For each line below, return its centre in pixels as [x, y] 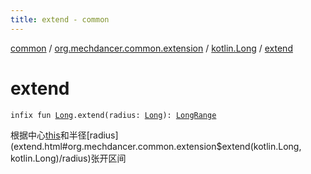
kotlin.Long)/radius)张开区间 [68, 158]
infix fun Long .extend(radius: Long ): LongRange [113, 115]
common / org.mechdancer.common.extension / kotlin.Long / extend [151, 48]
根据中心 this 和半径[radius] [64, 135]
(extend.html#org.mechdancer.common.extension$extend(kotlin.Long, [156, 146]
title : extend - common [60, 19]
